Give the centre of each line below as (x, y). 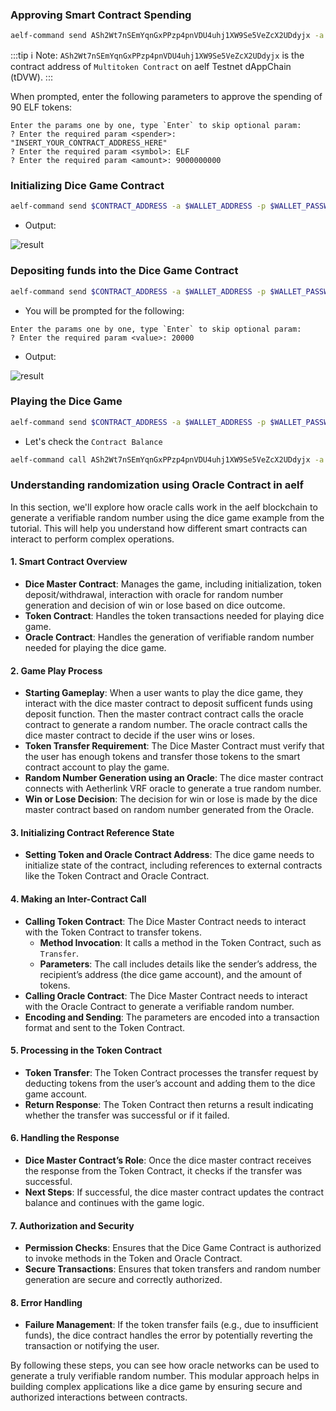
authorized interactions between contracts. (99, 1397)
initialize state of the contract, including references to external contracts (173, 865)
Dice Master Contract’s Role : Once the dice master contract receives (168, 1160)
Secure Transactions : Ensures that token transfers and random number (173, 1269)
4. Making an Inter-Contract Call (78, 899)
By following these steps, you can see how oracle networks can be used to (165, 1365)
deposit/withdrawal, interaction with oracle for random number (154, 595)
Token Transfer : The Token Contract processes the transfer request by (171, 1072)
